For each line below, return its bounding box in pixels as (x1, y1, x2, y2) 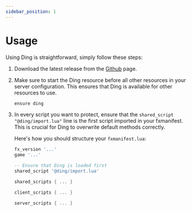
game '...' (14, 152, 41, 158)
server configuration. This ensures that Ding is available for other (14, 83, 173, 90)
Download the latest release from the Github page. (14, 65, 137, 72)
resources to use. (14, 89, 57, 96)
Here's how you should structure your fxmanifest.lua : (14, 135, 147, 142)
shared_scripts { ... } (14, 178, 73, 185)
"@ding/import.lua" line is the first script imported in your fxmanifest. (14, 118, 184, 125)
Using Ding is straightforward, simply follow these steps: (5, 54, 143, 61)
